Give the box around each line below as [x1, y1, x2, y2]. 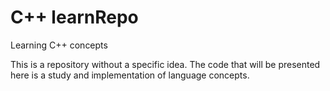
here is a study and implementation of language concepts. [10, 69, 250, 81]
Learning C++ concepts [10, 39, 108, 51]
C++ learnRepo [10, 6, 139, 29]
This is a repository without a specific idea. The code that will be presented [10, 58, 321, 70]
